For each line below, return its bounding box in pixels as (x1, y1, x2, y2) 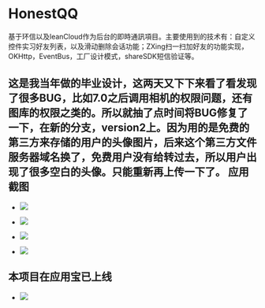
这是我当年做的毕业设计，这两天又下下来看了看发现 (8, 76, 257, 91)
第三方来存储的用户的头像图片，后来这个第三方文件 (8, 135, 257, 150)
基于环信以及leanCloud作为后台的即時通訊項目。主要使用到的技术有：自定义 (8, 32, 256, 41)
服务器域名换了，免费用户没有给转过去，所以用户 (8, 150, 247, 164)
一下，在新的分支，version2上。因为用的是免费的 (8, 121, 250, 135)
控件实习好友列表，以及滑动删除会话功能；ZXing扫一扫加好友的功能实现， (8, 41, 248, 51)
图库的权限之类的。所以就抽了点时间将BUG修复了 (8, 106, 248, 120)
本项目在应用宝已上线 (8, 270, 112, 284)
